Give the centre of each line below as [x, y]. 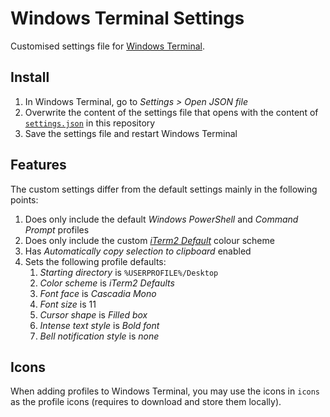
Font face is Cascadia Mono [98, 293]
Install [30, 77]
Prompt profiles [57, 229]
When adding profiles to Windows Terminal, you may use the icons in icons [165, 391]
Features [38, 165]
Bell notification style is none [99, 336]
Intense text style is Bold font [99, 325]
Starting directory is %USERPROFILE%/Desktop [129, 272]
